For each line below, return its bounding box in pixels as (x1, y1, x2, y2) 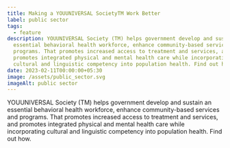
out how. (7, 134, 32, 143)
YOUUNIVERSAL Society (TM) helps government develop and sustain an (7, 98, 212, 106)
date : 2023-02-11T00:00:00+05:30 (7, 67, 103, 74)
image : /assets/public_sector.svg (7, 73, 106, 80)
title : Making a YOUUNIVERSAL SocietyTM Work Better (7, 10, 161, 17)
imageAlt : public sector (7, 80, 78, 87)
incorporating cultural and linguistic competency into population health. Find (7, 128, 222, 136)
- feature (13, 29, 41, 36)
